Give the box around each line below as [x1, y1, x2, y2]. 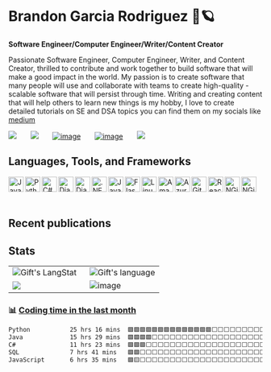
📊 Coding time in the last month [8, 304, 137, 316]
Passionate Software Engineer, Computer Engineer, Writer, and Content [8, 55, 245, 64]
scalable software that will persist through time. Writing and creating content [8, 89, 263, 98]
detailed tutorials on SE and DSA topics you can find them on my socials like [8, 106, 261, 116]
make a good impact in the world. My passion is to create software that [8, 72, 244, 81]
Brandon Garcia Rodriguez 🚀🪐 [8, 7, 215, 26]
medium [8, 114, 35, 124]
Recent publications [8, 217, 111, 230]
